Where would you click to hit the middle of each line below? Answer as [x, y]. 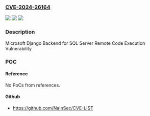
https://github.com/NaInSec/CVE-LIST [53, 108]
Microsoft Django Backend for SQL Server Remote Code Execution [75, 43]
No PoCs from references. [33, 85]
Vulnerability [19, 48]
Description [20, 32]
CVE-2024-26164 [28, 7]
